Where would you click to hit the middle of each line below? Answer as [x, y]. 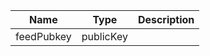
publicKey [104, 36]
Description [166, 19]
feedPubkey [43, 36]
